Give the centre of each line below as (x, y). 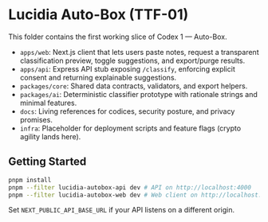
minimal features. (48, 103)
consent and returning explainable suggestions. (98, 77)
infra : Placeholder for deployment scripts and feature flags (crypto (130, 128)
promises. (36, 119)
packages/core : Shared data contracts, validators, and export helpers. (134, 86)
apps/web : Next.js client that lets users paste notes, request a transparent (139, 52)
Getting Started (47, 162)
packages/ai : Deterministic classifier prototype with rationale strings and (138, 94)
